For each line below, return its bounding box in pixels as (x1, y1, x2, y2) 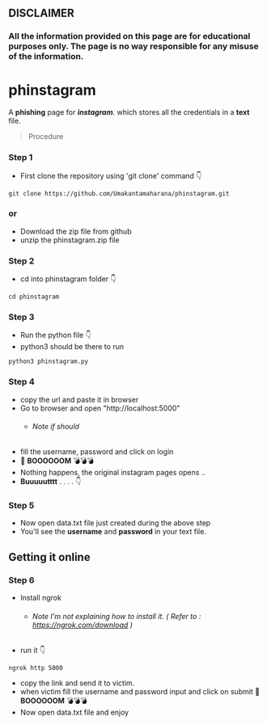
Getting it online (8, 550, 91, 564)
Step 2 (8, 255, 35, 266)
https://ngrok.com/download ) (32, 620, 133, 630)
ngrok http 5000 (8, 664, 63, 672)
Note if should (32, 422, 79, 432)
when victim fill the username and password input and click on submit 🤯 (19, 687, 261, 697)
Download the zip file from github (19, 226, 132, 236)
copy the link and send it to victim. (19, 678, 135, 688)
